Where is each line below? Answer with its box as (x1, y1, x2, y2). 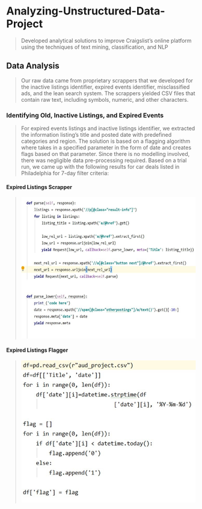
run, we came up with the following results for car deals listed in (20, 163, 180, 170)
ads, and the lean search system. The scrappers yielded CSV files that (20, 89, 195, 97)
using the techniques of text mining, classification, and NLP (20, 43, 168, 51)
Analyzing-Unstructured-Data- (6, 4, 165, 18)
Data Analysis (6, 61, 60, 71)
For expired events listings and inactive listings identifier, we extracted (20, 125, 195, 132)
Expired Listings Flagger (6, 346, 69, 354)
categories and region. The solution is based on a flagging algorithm (20, 137, 191, 145)
